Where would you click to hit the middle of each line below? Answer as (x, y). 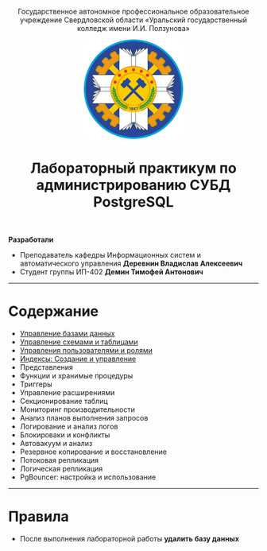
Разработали (31, 239)
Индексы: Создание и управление (78, 359)
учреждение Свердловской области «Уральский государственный (133, 20)
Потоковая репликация (59, 460)
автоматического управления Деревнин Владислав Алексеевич (131, 263)
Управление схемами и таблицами (79, 342)
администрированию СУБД (133, 185)
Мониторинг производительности (77, 409)
